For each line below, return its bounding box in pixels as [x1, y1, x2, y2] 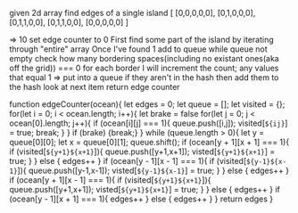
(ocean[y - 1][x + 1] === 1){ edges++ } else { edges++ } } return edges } [9, 193, 274, 204]
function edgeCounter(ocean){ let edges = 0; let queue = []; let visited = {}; [9, 99, 286, 110]
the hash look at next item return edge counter [9, 82, 180, 92]
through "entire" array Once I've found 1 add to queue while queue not [9, 44, 268, 54]
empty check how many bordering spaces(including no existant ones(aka [9, 53, 279, 63]
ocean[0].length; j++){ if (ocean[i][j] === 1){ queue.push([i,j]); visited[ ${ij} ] [9, 118, 288, 128]
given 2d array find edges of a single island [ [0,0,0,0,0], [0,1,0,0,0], [9, 8, 256, 18]
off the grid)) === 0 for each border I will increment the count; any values [9, 62, 279, 73]
